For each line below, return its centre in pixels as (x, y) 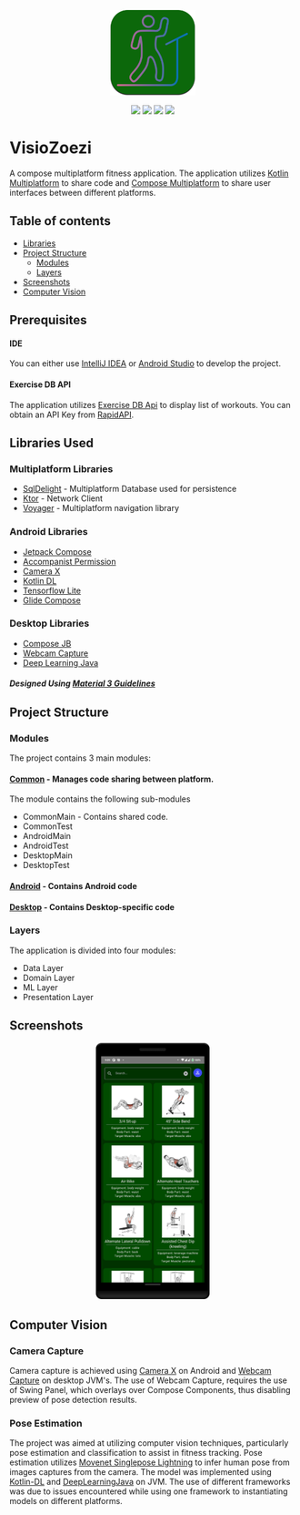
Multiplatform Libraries (61, 468)
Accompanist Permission (69, 561)
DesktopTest (46, 865)
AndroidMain (46, 836)
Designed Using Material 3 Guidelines (83, 683)
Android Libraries (49, 532)
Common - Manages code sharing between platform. (112, 779)
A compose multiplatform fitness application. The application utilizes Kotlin (149, 173)
